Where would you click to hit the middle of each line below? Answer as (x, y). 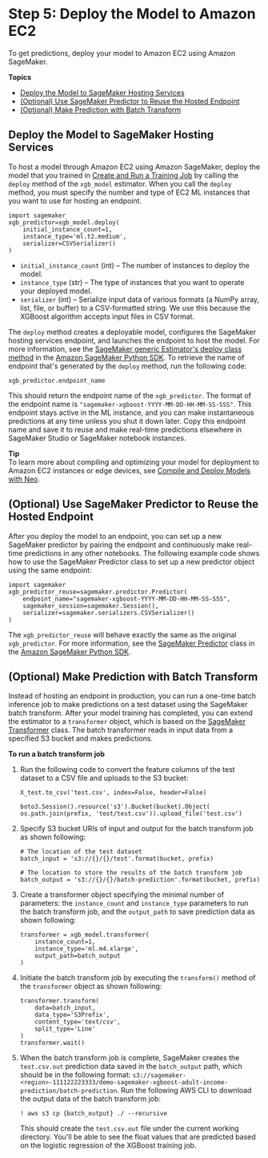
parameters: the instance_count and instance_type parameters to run (134, 903)
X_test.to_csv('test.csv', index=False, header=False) (113, 793)
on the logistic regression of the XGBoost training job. (108, 1145)
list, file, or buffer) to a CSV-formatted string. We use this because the (135, 308)
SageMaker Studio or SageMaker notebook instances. (97, 438)
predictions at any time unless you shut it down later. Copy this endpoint (127, 420)
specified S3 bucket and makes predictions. (81, 738)
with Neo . (24, 479)
